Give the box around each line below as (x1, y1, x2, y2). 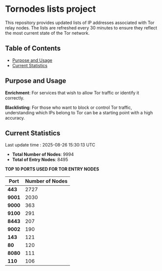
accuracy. (5, 115, 25, 121)
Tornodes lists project (5, 3, 96, 15)
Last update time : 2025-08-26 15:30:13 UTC (5, 142, 95, 148)
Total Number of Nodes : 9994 (12, 151, 74, 157)
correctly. (5, 95, 24, 101)
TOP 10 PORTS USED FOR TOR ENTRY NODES (5, 166, 99, 172)
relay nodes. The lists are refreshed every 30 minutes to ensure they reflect (5, 25, 158, 30)
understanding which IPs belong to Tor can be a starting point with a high (5, 109, 153, 116)
